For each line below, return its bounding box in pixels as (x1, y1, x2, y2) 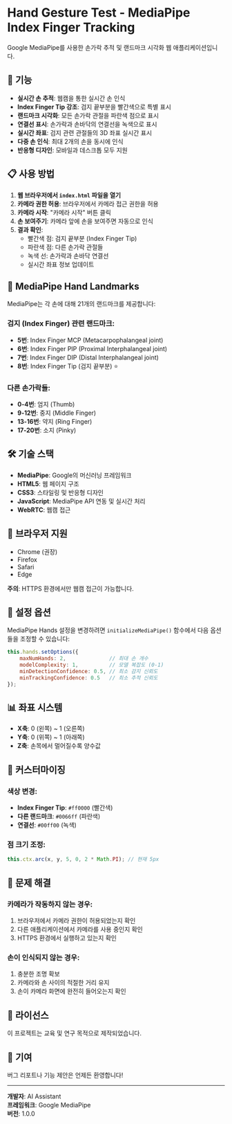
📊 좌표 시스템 (7, 702, 63, 714)
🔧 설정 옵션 (7, 606, 52, 618)
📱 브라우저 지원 (7, 528, 68, 539)
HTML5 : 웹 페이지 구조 (17, 479, 79, 488)
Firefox (17, 555, 38, 564)
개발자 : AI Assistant (7, 1092, 61, 1100)
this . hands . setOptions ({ (7, 649, 79, 656)
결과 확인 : (17, 225, 43, 233)
